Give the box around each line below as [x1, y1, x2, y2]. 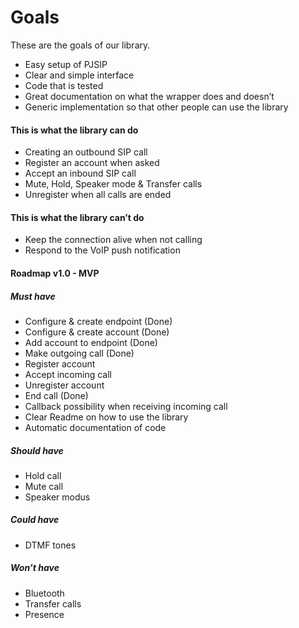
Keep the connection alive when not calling [24, 234, 203, 246]
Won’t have [10, 562, 60, 574]
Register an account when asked [24, 157, 160, 169]
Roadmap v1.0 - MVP [10, 267, 100, 279]
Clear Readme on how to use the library [24, 411, 189, 423]
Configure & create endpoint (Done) [24, 315, 173, 327]
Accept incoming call [24, 368, 112, 380]
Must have [10, 290, 56, 302]
